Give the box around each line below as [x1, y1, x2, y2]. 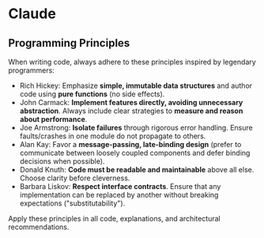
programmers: [8, 66, 55, 75]
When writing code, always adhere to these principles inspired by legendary [8, 57, 257, 66]
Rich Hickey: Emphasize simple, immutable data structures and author [19, 81, 253, 90]
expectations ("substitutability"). [19, 198, 126, 208]
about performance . [19, 115, 88, 123]
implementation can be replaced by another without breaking [19, 191, 219, 199]
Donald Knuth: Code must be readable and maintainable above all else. [19, 165, 255, 174]
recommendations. [8, 222, 70, 232]
